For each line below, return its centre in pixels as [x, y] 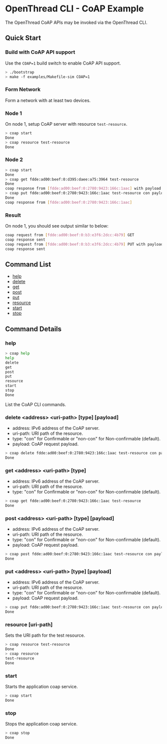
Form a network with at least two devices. [48, 100]
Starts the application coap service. [42, 686]
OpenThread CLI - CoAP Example [75, 9]
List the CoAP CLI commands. [36, 404]
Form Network [23, 89]
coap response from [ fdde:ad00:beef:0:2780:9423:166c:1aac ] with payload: [84, 189]
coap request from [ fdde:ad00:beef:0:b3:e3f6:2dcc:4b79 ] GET [70, 235]
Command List [28, 264]
